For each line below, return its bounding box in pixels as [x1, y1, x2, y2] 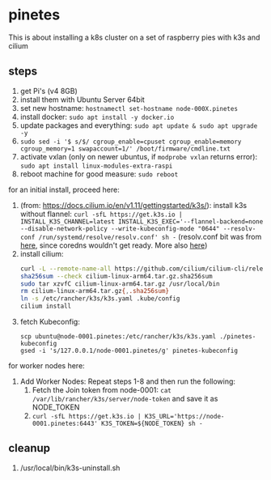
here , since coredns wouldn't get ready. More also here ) [19, 240, 208, 250]
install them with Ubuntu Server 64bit [19, 95, 146, 104]
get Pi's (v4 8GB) [19, 86, 78, 96]
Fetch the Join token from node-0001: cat [32, 385, 171, 394]
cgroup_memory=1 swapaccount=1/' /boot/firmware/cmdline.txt [19, 144, 231, 153]
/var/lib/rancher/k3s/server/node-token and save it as [32, 394, 218, 403]
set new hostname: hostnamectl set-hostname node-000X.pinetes [19, 103, 239, 113]
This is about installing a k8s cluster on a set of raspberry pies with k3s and [8, 32, 260, 42]
